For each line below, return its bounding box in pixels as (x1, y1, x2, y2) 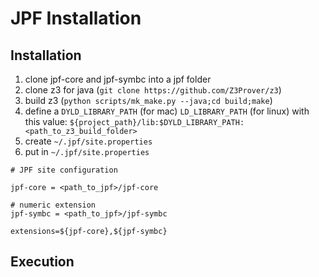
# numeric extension (10, 200, 97, 210)
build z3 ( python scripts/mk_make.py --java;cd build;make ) (24, 95, 273, 106)
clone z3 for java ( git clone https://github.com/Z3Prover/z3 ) (24, 84, 282, 96)
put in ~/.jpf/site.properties (24, 146, 150, 157)
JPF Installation (10, 7, 142, 30)
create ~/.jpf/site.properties (24, 135, 153, 147)
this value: (24, 116, 68, 127)
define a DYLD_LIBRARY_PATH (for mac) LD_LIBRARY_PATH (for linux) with (24, 105, 310, 117)
